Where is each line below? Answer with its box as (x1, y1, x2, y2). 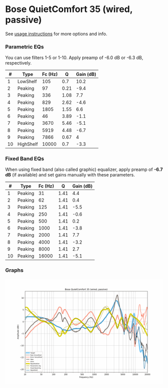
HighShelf (17, 141, 38, 147)
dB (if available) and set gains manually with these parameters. (5, 172, 135, 178)
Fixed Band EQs (5, 155, 44, 162)
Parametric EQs (5, 43, 44, 50)
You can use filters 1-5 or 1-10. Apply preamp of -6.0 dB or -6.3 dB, (5, 55, 143, 61)
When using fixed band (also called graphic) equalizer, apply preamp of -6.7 (5, 166, 163, 172)
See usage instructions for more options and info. (5, 31, 108, 37)
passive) (5, 14, 42, 26)
